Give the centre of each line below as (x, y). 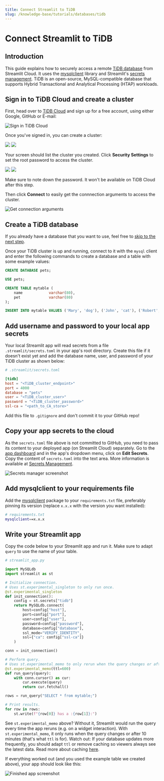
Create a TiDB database (42, 224)
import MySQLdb (20, 569)
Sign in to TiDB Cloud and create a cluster (70, 99)
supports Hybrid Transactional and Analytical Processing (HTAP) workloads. (82, 84)
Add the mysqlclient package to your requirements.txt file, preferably (75, 500)
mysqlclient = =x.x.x (25, 519)
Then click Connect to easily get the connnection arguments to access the (80, 195)
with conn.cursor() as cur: (42, 678)
